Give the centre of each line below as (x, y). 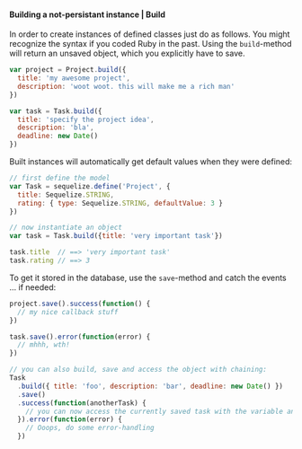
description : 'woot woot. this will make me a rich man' (126, 86)
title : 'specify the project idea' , (86, 119)
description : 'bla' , (56, 128)
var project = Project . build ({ (68, 70)
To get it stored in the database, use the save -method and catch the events (148, 277)
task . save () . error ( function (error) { (80, 337)
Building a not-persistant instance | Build (88, 14)
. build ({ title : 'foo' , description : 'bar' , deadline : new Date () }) (151, 386)
